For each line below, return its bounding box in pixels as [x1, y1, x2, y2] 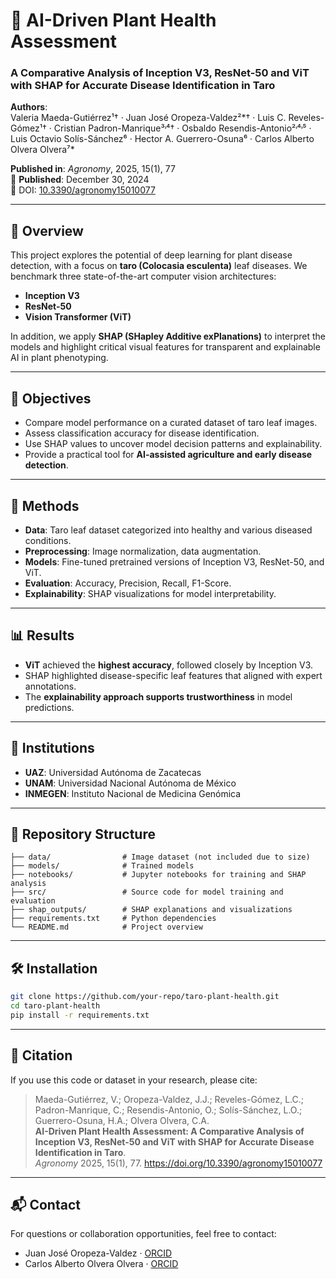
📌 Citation [10, 1047, 73, 1064]
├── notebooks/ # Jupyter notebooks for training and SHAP [10, 870, 307, 880]
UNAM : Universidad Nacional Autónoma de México [24, 777, 237, 789]
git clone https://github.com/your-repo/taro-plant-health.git [10, 992, 280, 1002]
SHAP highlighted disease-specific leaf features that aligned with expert [24, 669, 323, 681]
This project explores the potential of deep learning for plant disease [10, 249, 293, 261]
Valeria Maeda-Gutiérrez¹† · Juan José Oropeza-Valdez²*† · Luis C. [10, 112, 287, 124]
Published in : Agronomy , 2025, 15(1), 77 [10, 163, 176, 175]
